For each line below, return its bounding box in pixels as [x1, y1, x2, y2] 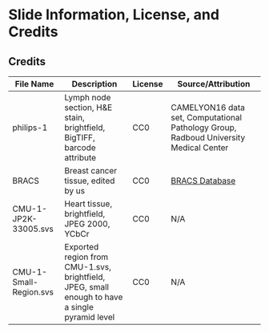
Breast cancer [63, 165, 118, 176]
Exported [63, 242, 99, 252]
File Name [14, 79, 54, 89]
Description [71, 79, 118, 89]
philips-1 [12, 122, 48, 133]
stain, [63, 112, 86, 123]
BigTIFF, [63, 132, 96, 143]
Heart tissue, [63, 198, 113, 209]
